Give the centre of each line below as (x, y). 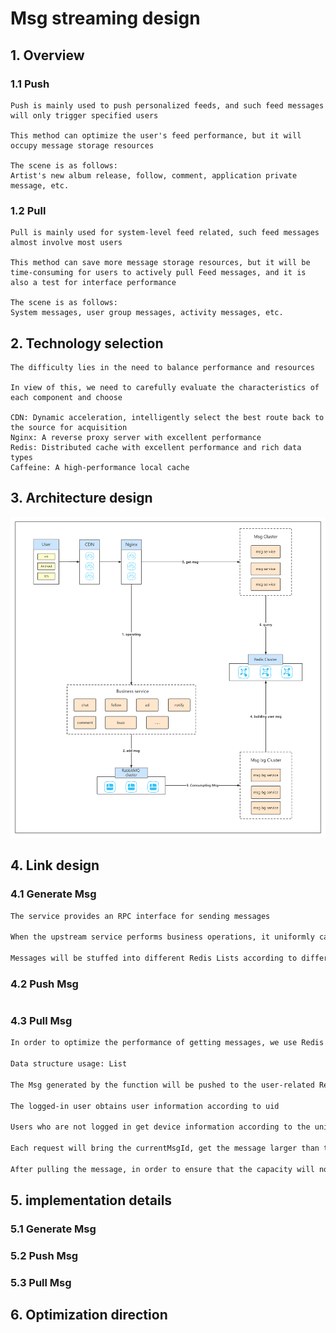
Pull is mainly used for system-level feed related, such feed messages (165, 233)
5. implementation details (91, 1200)
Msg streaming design (105, 18)
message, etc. (40, 185)
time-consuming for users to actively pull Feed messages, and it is (158, 273)
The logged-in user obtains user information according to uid (145, 1106)
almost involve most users (66, 243)
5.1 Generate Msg (53, 1229)
